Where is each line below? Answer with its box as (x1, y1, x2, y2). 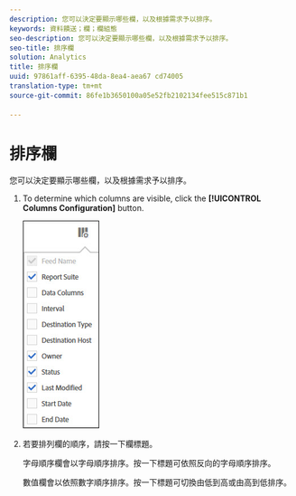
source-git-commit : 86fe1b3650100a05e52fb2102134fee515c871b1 (9, 91, 248, 100)
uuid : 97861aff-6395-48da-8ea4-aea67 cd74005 (9, 72, 183, 81)
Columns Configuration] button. (22, 203, 144, 214)
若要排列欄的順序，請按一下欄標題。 (22, 439, 158, 450)
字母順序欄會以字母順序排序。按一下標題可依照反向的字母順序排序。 (22, 458, 276, 469)
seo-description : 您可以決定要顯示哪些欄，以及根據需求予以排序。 (9, 33, 233, 43)
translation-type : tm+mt (9, 81, 103, 91)
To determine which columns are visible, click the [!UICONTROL (22, 193, 262, 204)
